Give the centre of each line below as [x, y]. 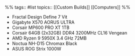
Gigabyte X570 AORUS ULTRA [43, 22]
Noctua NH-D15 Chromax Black [44, 43]
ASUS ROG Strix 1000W [36, 49]
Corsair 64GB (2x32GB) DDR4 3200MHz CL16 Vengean [70, 33]
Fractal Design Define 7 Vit [40, 17]
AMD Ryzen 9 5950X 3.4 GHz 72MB [49, 38]
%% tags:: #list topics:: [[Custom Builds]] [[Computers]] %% [68, 7]
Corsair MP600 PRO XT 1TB [41, 27]
